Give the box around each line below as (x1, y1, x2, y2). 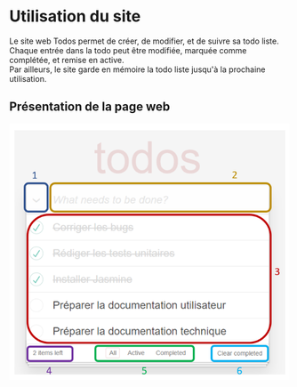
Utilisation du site (9, 6, 141, 27)
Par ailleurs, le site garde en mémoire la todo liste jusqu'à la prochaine (9, 64, 266, 75)
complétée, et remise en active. (9, 54, 124, 65)
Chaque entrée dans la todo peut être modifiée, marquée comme (9, 44, 247, 55)
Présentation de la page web (9, 100, 171, 115)
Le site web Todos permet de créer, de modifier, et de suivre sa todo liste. (9, 36, 279, 46)
